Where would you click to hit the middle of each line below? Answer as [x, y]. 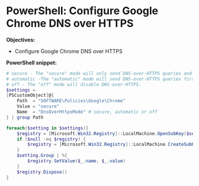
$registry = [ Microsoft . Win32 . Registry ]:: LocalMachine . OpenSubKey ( [102, 133]
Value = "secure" [38, 107]
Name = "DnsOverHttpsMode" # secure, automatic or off [87, 112]
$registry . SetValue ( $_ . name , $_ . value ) [77, 161]
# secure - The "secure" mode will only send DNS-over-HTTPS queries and [99, 73]
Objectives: [21, 40]
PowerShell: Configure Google [82, 11]
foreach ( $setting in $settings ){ [47, 128]
